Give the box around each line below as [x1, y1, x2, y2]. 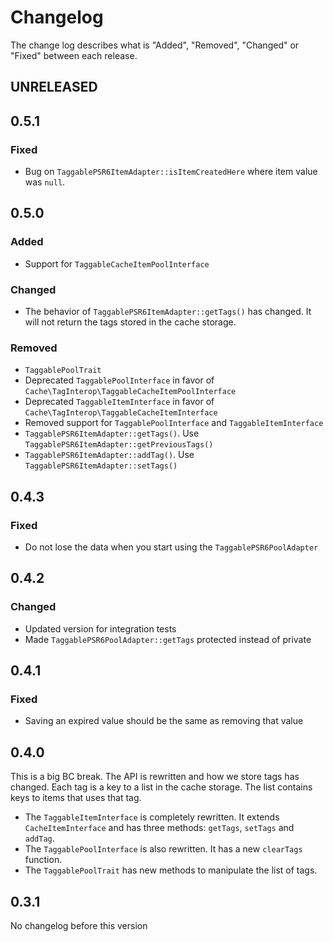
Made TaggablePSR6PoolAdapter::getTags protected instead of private [24, 633, 312, 645]
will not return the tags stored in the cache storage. [24, 316, 237, 328]
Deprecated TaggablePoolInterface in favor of [24, 374, 215, 386]
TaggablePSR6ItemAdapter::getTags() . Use [24, 427, 200, 440]
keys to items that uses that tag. [10, 792, 142, 804]
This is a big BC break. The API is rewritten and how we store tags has [10, 771, 300, 783]
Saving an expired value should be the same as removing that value [24, 715, 304, 727]
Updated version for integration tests [24, 622, 177, 635]
